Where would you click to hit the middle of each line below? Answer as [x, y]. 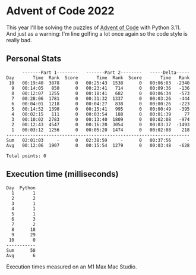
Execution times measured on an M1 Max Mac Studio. [72, 267]
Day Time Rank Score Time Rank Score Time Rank [98, 78]
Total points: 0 [26, 156]
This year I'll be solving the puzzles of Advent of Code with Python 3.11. [94, 27]
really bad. [19, 40]
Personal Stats [34, 59]
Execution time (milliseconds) [62, 174]
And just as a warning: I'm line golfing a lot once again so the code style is [97, 33]
